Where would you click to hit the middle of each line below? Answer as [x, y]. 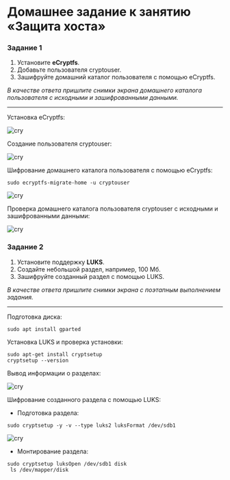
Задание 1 [25, 48]
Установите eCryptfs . [48, 63]
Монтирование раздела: [53, 451]
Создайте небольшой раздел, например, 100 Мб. [89, 269]
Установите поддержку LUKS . [61, 262]
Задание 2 [25, 247]
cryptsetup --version [38, 360]
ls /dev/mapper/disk [39, 470]
